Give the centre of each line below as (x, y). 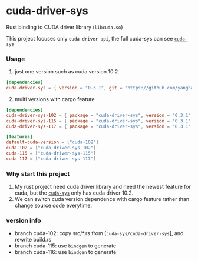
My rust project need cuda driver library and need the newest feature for (103, 187)
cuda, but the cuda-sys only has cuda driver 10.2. (74, 193)
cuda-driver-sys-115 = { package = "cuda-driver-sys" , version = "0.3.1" (99, 121)
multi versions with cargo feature (55, 99)
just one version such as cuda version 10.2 (66, 72)
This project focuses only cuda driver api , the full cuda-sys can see (90, 38)
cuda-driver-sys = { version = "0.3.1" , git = (64, 88)
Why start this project (38, 173)
